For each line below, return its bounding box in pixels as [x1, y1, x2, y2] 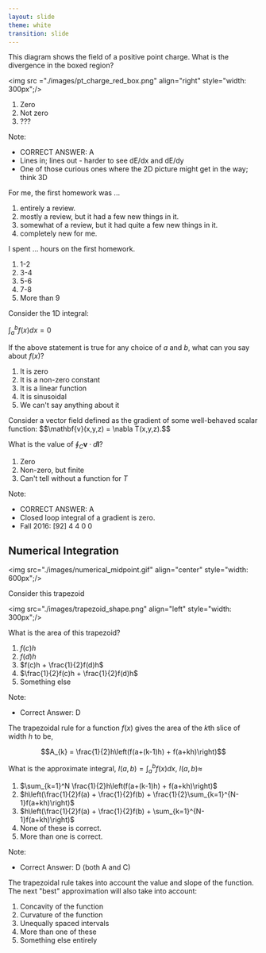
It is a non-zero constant [19, 375, 101, 384]
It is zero [19, 366, 49, 376]
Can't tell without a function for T [19, 473, 129, 483]
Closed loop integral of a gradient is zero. [19, 513, 156, 522]
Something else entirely [19, 935, 98, 944]
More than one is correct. [19, 832, 103, 841]
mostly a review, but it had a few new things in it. [19, 212, 179, 221]
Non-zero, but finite [19, 465, 85, 475]
